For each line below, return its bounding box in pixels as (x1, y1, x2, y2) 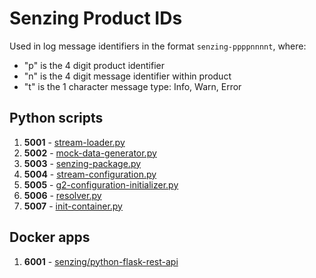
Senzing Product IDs (9, 7, 183, 30)
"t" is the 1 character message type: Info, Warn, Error (23, 80, 242, 92)
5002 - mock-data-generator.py (23, 147, 157, 159)
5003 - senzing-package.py (23, 157, 142, 169)
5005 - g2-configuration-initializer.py (23, 178, 179, 191)
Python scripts (9, 110, 104, 127)
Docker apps (9, 229, 91, 246)
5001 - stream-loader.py (23, 136, 126, 148)
